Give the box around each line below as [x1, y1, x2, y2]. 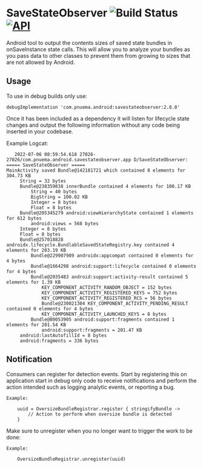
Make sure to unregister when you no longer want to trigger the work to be [6, 427, 193, 435]
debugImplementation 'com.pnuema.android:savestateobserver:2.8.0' [6, 104, 181, 110]
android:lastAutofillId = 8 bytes [19, 332, 107, 338]
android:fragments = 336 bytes [19, 338, 99, 344]
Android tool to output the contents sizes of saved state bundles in [6, 39, 173, 46]
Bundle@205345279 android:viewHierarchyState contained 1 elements [19, 210, 194, 216]
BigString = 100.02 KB [30, 194, 88, 200]
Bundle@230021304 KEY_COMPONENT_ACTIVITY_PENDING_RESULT [41, 300, 188, 307]
